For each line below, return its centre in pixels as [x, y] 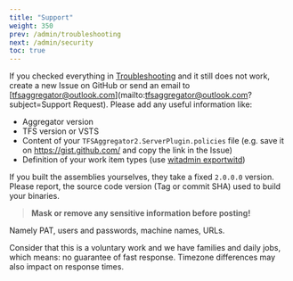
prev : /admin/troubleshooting [65, 34]
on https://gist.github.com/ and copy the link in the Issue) [127, 150]
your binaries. [34, 196]
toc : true [28, 51]
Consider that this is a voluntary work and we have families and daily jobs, [145, 248]
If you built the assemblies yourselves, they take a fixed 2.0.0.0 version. [142, 177]
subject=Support [40, 104]
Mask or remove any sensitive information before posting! [141, 213]
